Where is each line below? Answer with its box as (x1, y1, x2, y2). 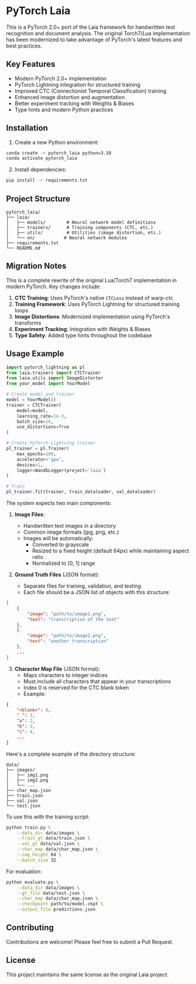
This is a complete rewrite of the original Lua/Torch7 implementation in (6, 277, 177, 284)
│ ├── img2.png (6, 777, 49, 783)
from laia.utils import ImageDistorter (6, 375, 104, 381)
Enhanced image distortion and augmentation (14, 93, 125, 100)
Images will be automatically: (23, 535, 94, 541)
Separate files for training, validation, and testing (23, 582, 141, 589)
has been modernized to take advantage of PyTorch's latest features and (6, 36, 183, 43)
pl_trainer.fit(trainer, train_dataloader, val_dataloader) (6, 489, 157, 495)
